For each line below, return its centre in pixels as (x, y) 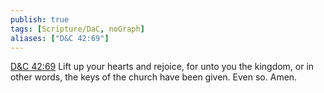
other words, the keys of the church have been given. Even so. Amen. (154, 77)
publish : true (40, 19)
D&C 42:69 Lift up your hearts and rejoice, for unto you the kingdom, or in (162, 67)
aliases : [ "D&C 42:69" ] (60, 38)
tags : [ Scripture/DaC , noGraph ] (77, 29)
